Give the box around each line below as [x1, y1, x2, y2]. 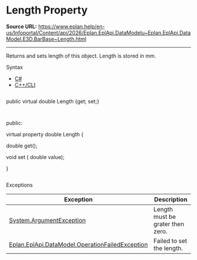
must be [153, 212, 176, 221]
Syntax [6, 63, 23, 70]
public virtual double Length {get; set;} [6, 97, 100, 104]
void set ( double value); [6, 153, 64, 160]
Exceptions [6, 181, 33, 188]
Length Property [6, 4, 88, 17]
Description [154, 195, 188, 203]
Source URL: [6, 23, 37, 30]
